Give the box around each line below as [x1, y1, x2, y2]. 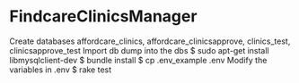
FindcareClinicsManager [9, 6, 198, 27]
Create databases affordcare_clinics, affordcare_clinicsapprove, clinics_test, [9, 36, 291, 46]
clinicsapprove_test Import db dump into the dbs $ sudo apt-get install [9, 45, 269, 55]
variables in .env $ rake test [9, 64, 112, 75]
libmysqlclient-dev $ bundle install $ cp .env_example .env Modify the [9, 54, 268, 65]
